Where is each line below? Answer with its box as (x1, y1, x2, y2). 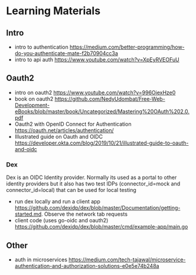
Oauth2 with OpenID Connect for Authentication (14, 120, 132, 127)
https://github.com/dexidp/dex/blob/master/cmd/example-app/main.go (14, 223, 188, 231)
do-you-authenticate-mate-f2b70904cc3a (14, 50, 118, 57)
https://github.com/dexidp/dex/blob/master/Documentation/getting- (14, 204, 181, 212)
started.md (14, 210, 42, 218)
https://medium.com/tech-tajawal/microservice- (68, 256, 186, 263)
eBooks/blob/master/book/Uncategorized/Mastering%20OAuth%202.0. (14, 108, 190, 115)
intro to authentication (14, 43, 69, 50)
